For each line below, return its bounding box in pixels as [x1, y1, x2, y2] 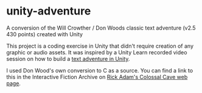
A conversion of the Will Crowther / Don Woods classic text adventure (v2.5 [6, 24, 196, 31]
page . [6, 80, 21, 87]
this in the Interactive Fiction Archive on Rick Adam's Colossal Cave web [6, 73, 188, 80]
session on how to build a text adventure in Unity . [6, 55, 130, 62]
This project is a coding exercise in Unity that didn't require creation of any [6, 42, 193, 50]
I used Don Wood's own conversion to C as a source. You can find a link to [6, 66, 193, 74]
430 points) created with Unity [6, 30, 83, 37]
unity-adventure [6, 4, 91, 18]
